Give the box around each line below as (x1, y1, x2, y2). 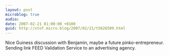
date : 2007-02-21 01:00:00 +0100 (5, 21, 76, 26)
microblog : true (5, 12, 39, 17)
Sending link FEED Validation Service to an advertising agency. (5, 45, 136, 51)
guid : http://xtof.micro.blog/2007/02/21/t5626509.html (5, 26, 125, 31)
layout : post (5, 7, 33, 12)
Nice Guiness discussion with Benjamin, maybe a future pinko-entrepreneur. (5, 39, 164, 45)
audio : (5, 16, 19, 21)
